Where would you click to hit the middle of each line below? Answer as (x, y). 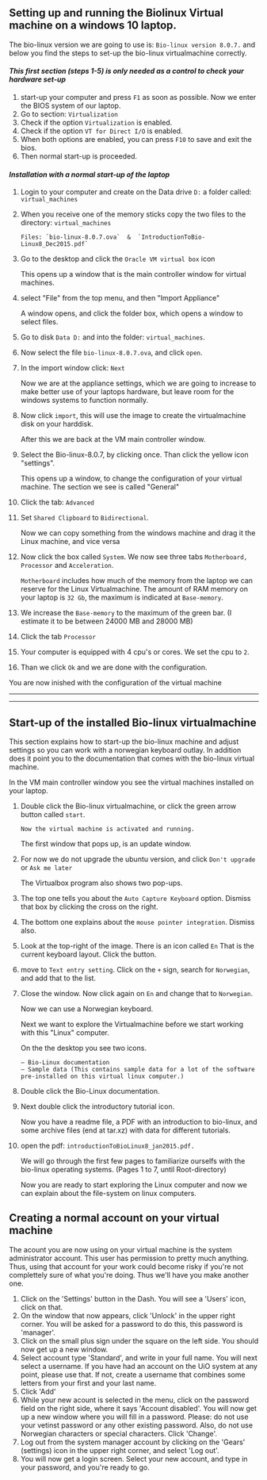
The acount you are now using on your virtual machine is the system (120, 1249)
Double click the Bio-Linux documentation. (90, 1091)
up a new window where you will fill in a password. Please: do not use (134, 1417)
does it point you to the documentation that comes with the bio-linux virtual (132, 759)
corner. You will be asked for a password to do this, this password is (132, 1324)
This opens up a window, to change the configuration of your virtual (131, 478)
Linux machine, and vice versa (70, 542)
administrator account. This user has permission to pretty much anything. (129, 1258)
